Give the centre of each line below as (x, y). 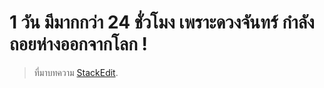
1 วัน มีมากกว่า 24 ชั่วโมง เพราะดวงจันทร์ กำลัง (162, 22)
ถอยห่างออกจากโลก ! (79, 44)
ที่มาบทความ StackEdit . (76, 72)
